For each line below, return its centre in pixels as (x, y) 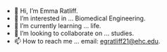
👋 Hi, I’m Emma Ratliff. (46, 11)
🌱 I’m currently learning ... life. (57, 26)
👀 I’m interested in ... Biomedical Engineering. (80, 18)
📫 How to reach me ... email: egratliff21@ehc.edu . (87, 41)
